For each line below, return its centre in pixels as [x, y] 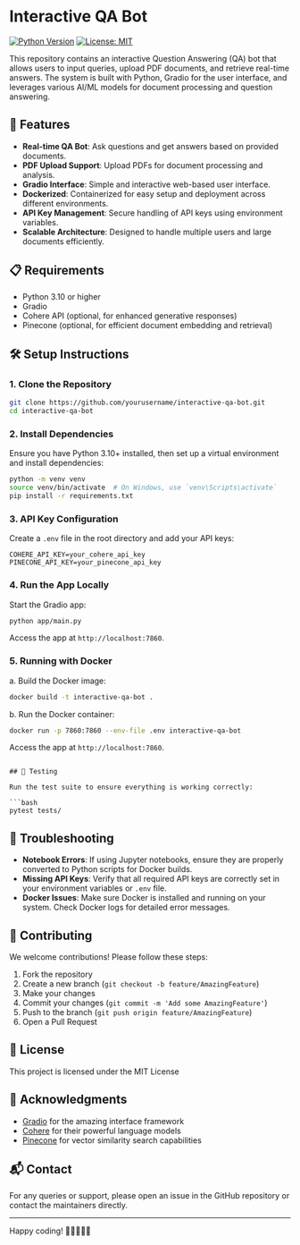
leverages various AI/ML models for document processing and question [141, 87]
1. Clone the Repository [60, 384]
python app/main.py [46, 621]
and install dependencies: [57, 463]
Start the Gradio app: [48, 605]
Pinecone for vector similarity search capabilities [112, 1140]
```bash [24, 803]
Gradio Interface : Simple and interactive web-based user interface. [146, 184]
